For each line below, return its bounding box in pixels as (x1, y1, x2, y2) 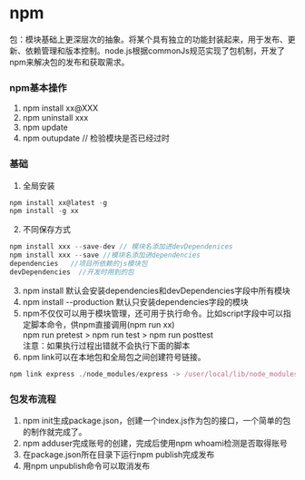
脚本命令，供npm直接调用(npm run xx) (30, 318, 175, 329)
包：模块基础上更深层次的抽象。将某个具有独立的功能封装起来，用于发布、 (9, 34, 288, 44)
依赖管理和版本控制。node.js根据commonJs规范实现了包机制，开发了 (25, 44, 286, 56)
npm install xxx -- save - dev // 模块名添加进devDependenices (9, 242, 233, 251)
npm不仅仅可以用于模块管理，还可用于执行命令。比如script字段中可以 (22, 308, 284, 318)
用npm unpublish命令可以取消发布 (22, 460, 151, 471)
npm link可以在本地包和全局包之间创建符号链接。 (22, 351, 206, 362)
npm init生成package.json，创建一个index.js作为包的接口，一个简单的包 (22, 415, 291, 426)
